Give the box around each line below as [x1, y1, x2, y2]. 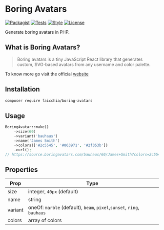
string [28, 196, 41, 203]
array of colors [28, 217, 62, 224]
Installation [5, 85, 40, 93]
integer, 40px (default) [28, 188, 79, 195]
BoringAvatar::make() [5, 125, 49, 130]
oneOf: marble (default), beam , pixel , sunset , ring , [28, 204, 140, 211]
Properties [5, 165, 38, 174]
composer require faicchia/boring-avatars [5, 98, 93, 103]
